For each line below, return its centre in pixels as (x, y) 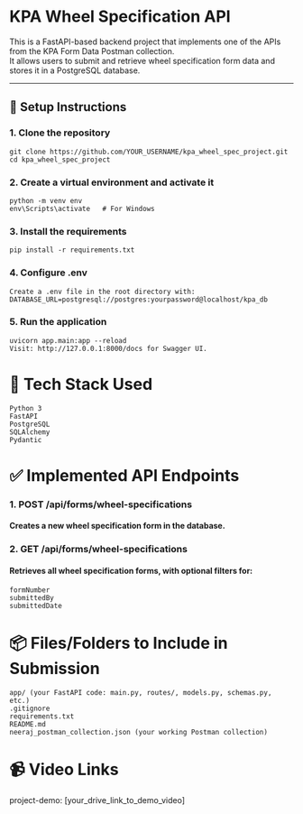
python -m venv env (46, 200)
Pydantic (26, 439)
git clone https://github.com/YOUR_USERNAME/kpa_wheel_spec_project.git (149, 152)
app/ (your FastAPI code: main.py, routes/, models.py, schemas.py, (141, 692)
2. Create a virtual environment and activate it (112, 182)
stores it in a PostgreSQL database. (75, 70)
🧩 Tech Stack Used (81, 384)
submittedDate (36, 606)
